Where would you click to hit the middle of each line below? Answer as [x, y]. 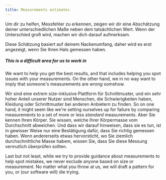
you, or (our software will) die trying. [42, 172]
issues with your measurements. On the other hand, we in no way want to [80, 79]
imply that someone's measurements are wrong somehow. [65, 84]
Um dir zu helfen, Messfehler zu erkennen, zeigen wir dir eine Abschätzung [83, 24]
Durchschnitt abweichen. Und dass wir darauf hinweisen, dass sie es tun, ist [83, 125]
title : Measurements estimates [38, 10]
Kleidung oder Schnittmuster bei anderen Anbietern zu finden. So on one [80, 104]
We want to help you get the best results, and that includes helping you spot [83, 73]
